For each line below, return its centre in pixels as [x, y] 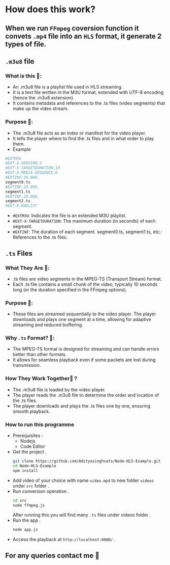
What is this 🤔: [23, 76]
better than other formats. [40, 355]
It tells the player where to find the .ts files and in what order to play [83, 138]
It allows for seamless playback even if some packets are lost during [84, 360]
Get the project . [29, 452]
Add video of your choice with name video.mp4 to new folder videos [83, 480]
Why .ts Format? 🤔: [30, 338]
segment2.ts [18, 201]
